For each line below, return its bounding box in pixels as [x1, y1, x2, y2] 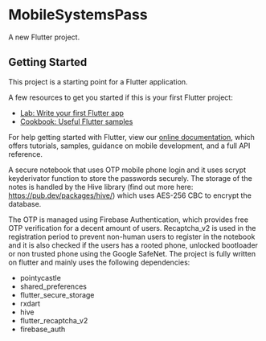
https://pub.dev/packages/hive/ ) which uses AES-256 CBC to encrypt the [8, 191, 252, 200]
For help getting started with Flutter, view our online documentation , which [8, 132, 256, 142]
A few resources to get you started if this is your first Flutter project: [8, 92, 233, 102]
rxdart [19, 298, 41, 308]
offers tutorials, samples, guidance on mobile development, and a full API [8, 141, 251, 150]
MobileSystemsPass [8, 6, 148, 24]
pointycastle [19, 273, 62, 282]
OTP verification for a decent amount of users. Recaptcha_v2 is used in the [8, 223, 256, 232]
